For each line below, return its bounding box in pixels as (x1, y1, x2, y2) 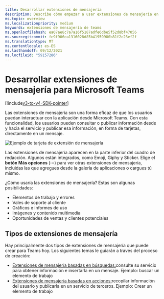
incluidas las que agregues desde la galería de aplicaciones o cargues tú (5, 165, 152, 171)
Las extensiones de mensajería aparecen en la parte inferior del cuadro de (5, 150, 155, 156)
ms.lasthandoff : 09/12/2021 (5, 48, 63, 53)
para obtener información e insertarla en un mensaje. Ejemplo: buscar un (12, 268, 160, 274)
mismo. (5, 170, 20, 176)
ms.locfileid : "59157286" (5, 52, 58, 58)
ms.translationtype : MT (5, 39, 54, 44)
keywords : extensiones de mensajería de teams (5, 25, 102, 30)
